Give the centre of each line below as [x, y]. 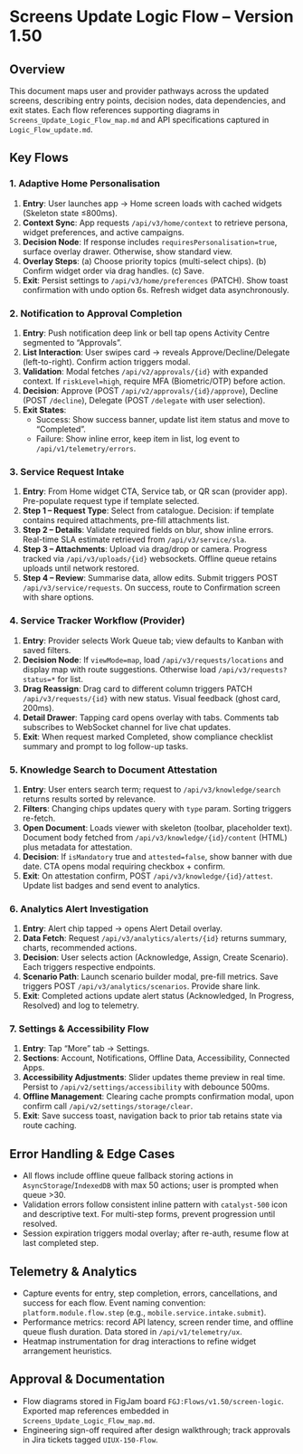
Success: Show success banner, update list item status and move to [163, 419]
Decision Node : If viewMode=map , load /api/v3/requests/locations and [153, 660]
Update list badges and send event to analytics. [111, 885]
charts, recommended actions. [80, 948]
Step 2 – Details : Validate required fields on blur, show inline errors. [148, 530]
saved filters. [47, 650]
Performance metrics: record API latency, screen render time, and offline [158, 1322]
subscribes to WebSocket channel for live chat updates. [127, 727]
